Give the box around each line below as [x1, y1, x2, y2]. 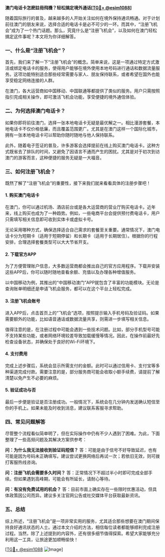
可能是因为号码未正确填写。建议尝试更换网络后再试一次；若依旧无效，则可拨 [5, 453, 160, 459]
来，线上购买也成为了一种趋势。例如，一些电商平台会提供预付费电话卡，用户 [5, 211, 160, 216]
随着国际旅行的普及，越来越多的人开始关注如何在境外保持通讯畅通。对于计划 [5, 15, 160, 21]
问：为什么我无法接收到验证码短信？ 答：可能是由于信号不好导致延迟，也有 [5, 447, 157, 453]
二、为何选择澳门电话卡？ [5, 107, 66, 114]
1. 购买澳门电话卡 [5, 192, 40, 198]
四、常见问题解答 [5, 418, 46, 425]
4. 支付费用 [5, 351, 28, 357]
